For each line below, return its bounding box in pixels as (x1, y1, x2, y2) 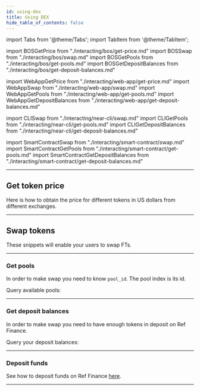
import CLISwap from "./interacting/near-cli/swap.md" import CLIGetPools (6, 115, 189, 122)
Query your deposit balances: (6, 338, 79, 345)
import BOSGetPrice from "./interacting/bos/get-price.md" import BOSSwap (6, 48, 192, 55)
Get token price (6, 181, 65, 191)
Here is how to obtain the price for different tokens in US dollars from (6, 197, 176, 204)
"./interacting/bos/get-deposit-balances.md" (6, 67, 115, 74)
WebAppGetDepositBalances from (6, 97, 90, 104)
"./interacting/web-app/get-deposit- (91, 97, 180, 104)
